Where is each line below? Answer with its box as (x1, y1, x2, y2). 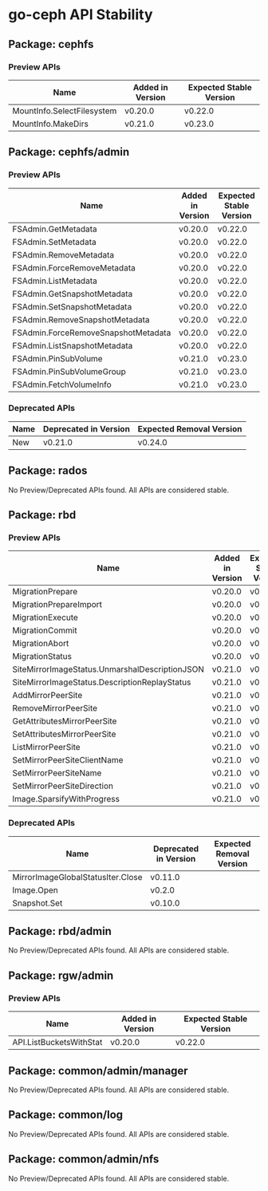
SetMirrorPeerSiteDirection (12, 780, 114, 791)
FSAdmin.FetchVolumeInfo (12, 379, 112, 390)
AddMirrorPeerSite (12, 690, 83, 701)
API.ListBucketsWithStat (12, 1037, 103, 1048)
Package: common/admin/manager (8, 1063, 189, 1078)
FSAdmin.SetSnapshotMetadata (12, 301, 132, 312)
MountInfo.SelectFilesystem (12, 105, 117, 116)
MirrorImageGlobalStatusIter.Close (12, 871, 143, 882)
